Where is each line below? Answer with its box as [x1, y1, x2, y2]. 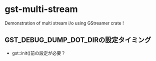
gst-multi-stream [4, 3, 78, 15]
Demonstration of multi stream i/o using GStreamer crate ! [4, 20, 124, 26]
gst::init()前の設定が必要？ [11, 50, 66, 56]
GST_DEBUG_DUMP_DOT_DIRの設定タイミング [4, 36, 151, 44]
